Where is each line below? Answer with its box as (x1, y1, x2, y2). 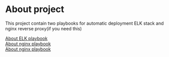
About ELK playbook (5, 35, 48, 41)
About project (5, 4, 65, 15)
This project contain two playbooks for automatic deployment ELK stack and (5, 20, 164, 26)
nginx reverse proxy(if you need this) (5, 25, 82, 31)
